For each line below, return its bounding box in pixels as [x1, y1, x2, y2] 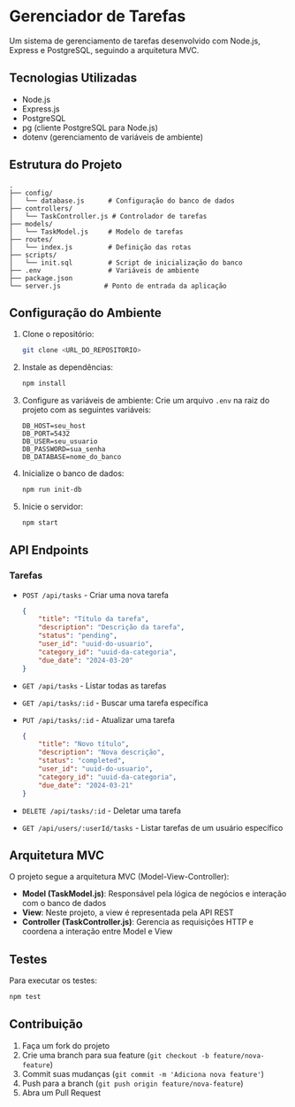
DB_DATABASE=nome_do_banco [21, 453, 122, 462]
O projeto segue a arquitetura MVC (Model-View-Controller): [9, 872, 230, 882]
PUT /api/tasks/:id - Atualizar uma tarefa [21, 714, 175, 725]
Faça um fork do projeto [21, 1040, 110, 1050]
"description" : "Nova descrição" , [38, 748, 165, 757]
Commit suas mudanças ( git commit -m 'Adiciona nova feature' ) [21, 1068, 265, 1079]
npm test [9, 993, 42, 1002]
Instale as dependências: [21, 362, 113, 373]
